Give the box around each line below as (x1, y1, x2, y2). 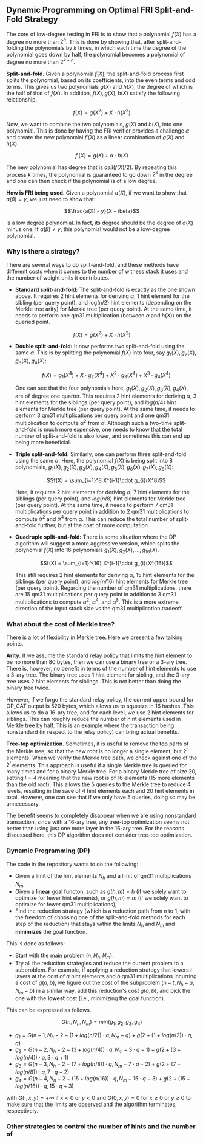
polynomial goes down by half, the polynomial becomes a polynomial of (6, 51, 185, 58)
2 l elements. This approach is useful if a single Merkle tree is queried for (6, 760, 187, 768)
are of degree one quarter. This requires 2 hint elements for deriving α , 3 (15, 392, 197, 400)
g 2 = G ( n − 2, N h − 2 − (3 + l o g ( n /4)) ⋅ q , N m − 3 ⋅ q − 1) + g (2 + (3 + (15, 1046, 181, 1054)
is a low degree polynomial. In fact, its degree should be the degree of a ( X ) (6, 219, 194, 227)
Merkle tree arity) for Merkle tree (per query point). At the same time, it (15, 305, 192, 313)
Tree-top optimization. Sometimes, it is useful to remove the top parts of (6, 740, 189, 747)
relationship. (6, 96, 38, 103)
